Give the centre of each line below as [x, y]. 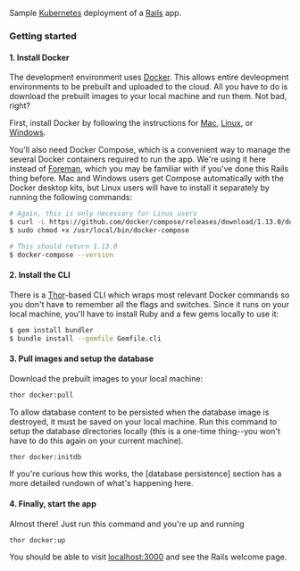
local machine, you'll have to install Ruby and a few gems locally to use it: [144, 314]
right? [20, 105]
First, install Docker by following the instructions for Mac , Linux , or [131, 123]
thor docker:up [37, 540]
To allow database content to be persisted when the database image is [139, 412]
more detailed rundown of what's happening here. [101, 483]
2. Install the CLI [40, 275]
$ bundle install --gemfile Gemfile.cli [86, 339]
